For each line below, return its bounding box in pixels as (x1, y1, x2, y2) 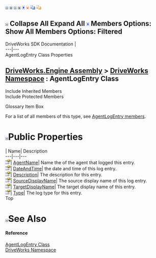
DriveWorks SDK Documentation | (5, 41, 76, 47)
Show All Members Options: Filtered (5, 28, 122, 36)
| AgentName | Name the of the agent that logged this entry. (10, 159, 136, 165)
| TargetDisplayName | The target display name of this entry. (10, 184, 136, 190)
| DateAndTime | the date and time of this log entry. (10, 165, 117, 171)
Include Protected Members (5, 93, 64, 99)
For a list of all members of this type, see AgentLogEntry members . (5, 113, 146, 119)
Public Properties (8, 131, 83, 142)
